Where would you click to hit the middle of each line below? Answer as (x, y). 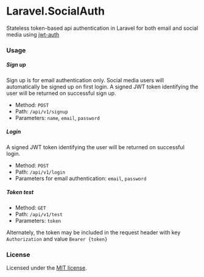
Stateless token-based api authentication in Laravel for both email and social (102, 28)
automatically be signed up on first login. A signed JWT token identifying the (102, 86)
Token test (20, 192)
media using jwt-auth (33, 34)
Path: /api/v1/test (39, 214)
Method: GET (30, 208)
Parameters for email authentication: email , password (81, 178)
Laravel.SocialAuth (56, 11)
